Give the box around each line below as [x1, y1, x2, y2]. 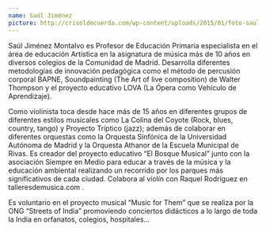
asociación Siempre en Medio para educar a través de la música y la [8, 157, 231, 166]
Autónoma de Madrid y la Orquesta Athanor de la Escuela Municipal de [8, 140, 240, 150]
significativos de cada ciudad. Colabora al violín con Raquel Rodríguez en [8, 173, 248, 183]
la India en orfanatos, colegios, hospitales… [8, 215, 150, 224]
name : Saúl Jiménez [8, 11, 73, 20]
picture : [8, 19, 37, 27]
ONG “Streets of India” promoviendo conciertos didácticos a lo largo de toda [8, 206, 258, 215]
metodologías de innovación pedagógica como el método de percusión [8, 66, 241, 75]
